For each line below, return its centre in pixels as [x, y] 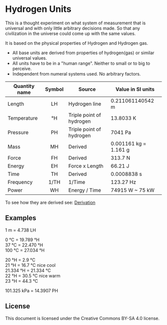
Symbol [54, 89]
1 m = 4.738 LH [21, 230]
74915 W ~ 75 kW [133, 190]
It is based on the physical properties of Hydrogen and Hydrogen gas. [77, 43]
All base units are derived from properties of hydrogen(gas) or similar [83, 53]
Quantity [24, 86]
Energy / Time [85, 190]
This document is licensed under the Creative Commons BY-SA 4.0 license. [83, 318]
